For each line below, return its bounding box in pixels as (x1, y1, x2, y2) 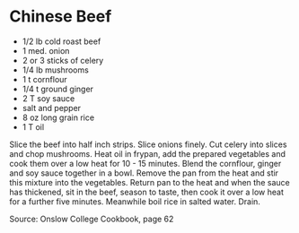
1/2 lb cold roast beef (22, 36, 101, 47)
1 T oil (22, 121, 45, 132)
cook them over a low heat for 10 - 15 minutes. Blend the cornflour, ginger (9, 158, 282, 168)
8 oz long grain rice (22, 112, 95, 123)
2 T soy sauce (22, 92, 75, 104)
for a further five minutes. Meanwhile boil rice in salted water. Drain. (9, 195, 260, 207)
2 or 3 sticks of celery (22, 55, 104, 65)
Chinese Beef (9, 6, 112, 27)
